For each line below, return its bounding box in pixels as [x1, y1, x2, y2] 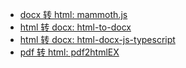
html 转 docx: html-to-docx [19, 21, 132, 33]
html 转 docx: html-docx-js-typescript [19, 34, 176, 45]
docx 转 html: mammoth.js [19, 9, 128, 20]
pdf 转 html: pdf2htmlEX [19, 46, 120, 58]
